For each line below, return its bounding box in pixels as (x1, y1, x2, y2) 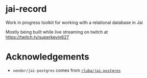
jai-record (5, 3, 47, 15)
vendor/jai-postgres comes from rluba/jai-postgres (12, 67, 121, 73)
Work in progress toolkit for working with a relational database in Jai (5, 19, 143, 25)
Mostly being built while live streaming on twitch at (5, 29, 108, 35)
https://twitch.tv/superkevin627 (5, 34, 69, 40)
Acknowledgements (5, 51, 90, 62)
